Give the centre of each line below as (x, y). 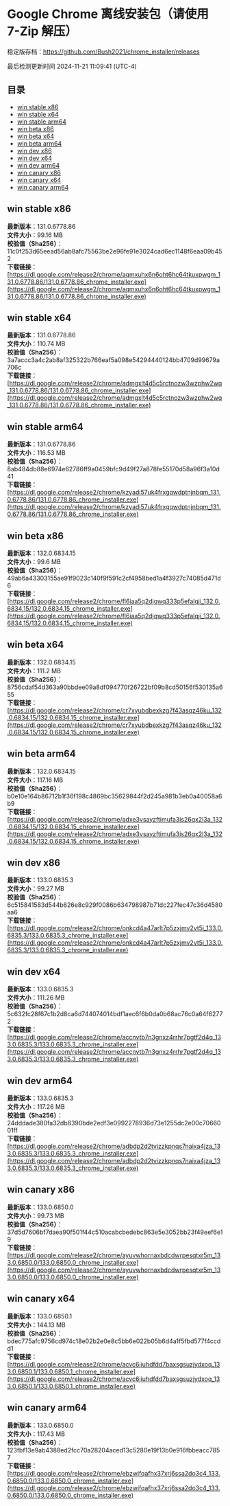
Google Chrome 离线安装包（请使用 (108, 14)
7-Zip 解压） (42, 31)
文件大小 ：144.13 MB (37, 1325)
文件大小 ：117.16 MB (35, 780)
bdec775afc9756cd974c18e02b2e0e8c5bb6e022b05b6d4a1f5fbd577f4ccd (114, 1341)
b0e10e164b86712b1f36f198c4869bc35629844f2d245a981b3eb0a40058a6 (115, 796)
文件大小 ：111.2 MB (34, 671)
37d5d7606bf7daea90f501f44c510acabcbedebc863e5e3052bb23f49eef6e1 (115, 1232)
